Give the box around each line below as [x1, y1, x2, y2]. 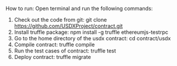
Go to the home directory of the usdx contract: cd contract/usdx [14, 35, 171, 41]
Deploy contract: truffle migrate [14, 54, 91, 60]
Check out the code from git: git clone [14, 16, 107, 23]
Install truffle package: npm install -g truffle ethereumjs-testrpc [14, 29, 169, 36]
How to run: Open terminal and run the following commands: [5, 5, 153, 12]
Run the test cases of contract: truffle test [14, 47, 117, 54]
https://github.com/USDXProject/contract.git [14, 23, 123, 29]
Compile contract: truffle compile [14, 41, 95, 48]
